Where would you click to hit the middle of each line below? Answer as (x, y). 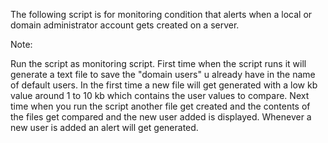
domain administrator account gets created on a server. (125, 25)
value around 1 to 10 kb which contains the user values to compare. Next (160, 95)
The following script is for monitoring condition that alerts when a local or (161, 14)
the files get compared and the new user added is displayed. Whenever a (161, 117)
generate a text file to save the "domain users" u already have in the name (163, 74)
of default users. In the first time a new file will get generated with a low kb (164, 85)
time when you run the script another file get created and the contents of (160, 106)
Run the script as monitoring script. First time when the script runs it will (158, 63)
